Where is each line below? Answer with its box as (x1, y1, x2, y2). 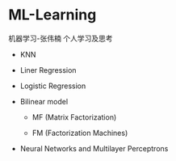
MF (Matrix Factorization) (31, 112, 117, 122)
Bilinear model (19, 96, 69, 106)
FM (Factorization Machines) (31, 128, 128, 138)
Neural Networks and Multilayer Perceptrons (19, 143, 169, 153)
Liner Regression (19, 65, 77, 74)
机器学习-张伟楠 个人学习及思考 (8, 33, 113, 43)
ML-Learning (8, 6, 97, 24)
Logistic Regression (19, 81, 86, 91)
